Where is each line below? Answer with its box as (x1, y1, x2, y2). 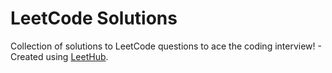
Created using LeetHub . (10, 50, 109, 62)
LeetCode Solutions (10, 7, 178, 30)
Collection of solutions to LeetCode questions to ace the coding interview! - (10, 40, 322, 52)
